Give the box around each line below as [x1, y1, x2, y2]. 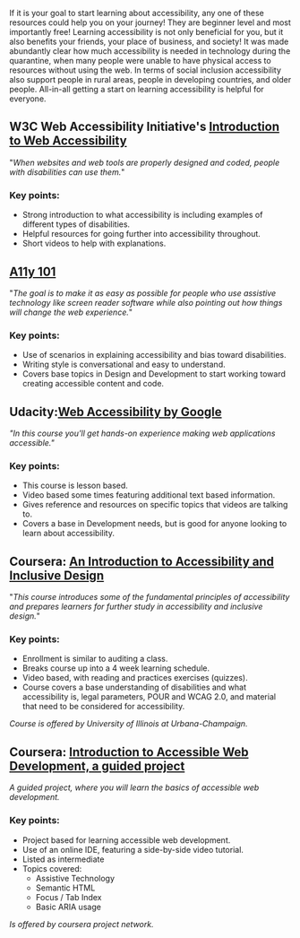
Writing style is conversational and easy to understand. [21, 359, 226, 370]
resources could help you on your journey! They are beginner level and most [9, 17, 291, 28]
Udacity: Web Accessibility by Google [9, 404, 222, 420]
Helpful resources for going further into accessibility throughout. [21, 229, 261, 239]
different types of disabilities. [21, 219, 131, 230]
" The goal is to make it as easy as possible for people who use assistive [9, 287, 277, 299]
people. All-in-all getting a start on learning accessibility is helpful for [9, 84, 264, 94]
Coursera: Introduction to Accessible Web [9, 744, 249, 760]
